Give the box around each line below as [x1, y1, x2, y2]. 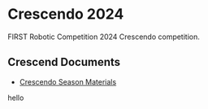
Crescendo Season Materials [19, 76, 117, 86]
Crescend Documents [7, 55, 121, 69]
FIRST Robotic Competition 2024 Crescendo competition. [7, 32, 201, 41]
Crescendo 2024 [7, 5, 124, 24]
